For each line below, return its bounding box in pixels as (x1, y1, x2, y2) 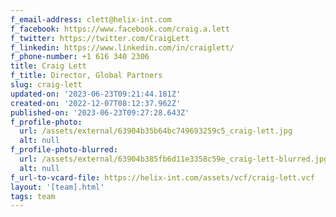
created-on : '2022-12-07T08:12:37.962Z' (10, 98, 182, 108)
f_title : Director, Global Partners (10, 71, 163, 81)
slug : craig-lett (10, 80, 83, 90)
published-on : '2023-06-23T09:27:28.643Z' (10, 107, 190, 118)
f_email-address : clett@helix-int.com (10, 14, 172, 25)
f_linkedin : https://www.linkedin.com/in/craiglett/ (10, 42, 235, 53)
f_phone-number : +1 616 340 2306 (10, 52, 150, 62)
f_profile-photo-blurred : (10, 145, 118, 155)
